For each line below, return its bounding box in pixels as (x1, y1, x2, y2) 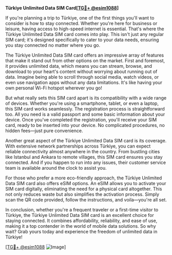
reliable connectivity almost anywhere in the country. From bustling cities (5, 149, 160, 154)
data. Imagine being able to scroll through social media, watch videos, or (5, 74, 159, 80)
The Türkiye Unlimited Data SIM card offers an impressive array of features (5, 52, 164, 58)
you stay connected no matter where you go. (5, 42, 101, 48)
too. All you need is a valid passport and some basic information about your (5, 111, 165, 117)
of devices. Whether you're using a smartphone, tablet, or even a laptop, (5, 100, 159, 106)
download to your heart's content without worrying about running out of (5, 68, 158, 75)
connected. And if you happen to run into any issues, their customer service (5, 159, 166, 166)
